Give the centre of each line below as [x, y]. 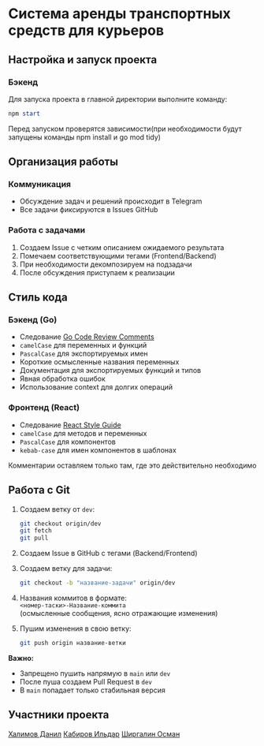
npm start [24, 114]
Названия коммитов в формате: [73, 598]
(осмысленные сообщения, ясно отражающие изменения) [119, 614]
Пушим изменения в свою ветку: [75, 629]
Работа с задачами [46, 230]
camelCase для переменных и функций [83, 345]
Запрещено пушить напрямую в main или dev [95, 673]
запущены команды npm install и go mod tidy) [85, 137]
